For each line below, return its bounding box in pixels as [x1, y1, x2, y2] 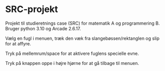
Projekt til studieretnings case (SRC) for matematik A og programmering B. [5, 20, 160, 26]
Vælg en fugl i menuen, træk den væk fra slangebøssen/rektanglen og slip [5, 35, 160, 41]
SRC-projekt [5, 4, 58, 15]
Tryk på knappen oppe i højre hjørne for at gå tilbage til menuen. [5, 60, 139, 66]
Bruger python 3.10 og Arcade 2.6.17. [5, 25, 81, 31]
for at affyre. [5, 40, 31, 46]
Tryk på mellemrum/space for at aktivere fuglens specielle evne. [5, 50, 139, 56]
